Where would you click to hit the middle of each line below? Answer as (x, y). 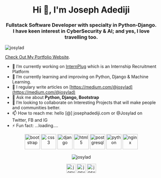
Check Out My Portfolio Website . (37, 57)
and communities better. (36, 108)
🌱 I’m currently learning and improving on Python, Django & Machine (80, 77)
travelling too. (81, 37)
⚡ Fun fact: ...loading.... (35, 126)
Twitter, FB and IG (30, 120)
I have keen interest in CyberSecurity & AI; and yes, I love (81, 31)
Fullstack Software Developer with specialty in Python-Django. (81, 25)
